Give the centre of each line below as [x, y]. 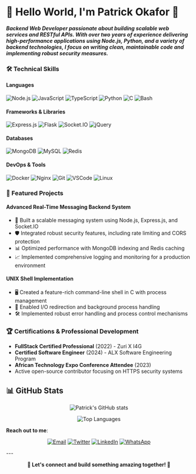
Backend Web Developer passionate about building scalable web [88, 28]
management [31, 301]
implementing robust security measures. [57, 53]
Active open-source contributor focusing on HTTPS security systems [99, 371]
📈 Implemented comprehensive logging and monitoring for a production [102, 257]
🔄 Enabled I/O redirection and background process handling [87, 307]
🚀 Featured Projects [35, 193]
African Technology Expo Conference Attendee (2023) [83, 365]
